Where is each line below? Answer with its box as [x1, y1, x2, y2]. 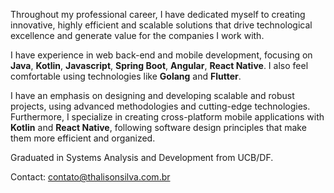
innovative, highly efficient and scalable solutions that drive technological [10, 19, 313, 31]
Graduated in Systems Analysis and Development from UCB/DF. [10, 152, 274, 163]
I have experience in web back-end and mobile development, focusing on [10, 49, 313, 61]
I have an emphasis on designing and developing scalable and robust [10, 90, 295, 101]
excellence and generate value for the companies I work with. [10, 30, 265, 41]
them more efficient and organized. [10, 132, 156, 144]
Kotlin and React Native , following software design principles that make [10, 122, 307, 133]
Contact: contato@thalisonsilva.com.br [10, 171, 171, 183]
